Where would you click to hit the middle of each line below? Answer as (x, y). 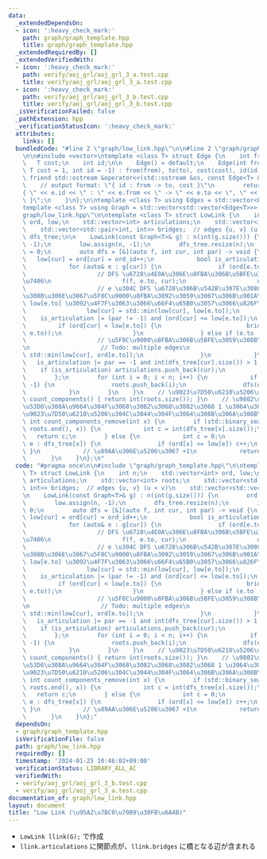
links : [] (39, 141)
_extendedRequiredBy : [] (56, 52)
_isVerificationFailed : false (65, 112)
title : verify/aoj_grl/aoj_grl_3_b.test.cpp (97, 104)
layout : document (37, 805)
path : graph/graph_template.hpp (76, 38)
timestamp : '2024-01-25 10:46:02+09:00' (83, 761)
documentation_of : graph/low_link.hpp (72, 798)
